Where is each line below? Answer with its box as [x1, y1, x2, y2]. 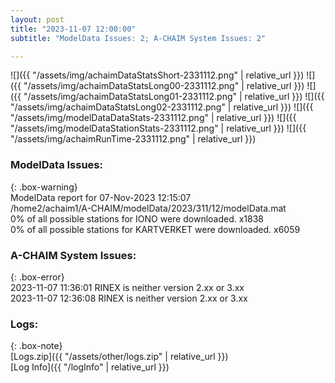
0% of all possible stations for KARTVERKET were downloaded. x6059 [10, 223, 301, 235]
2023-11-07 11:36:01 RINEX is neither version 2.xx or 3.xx [10, 281, 245, 293]
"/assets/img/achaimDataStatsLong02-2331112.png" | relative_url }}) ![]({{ [10, 101, 314, 113]
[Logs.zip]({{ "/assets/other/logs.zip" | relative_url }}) [10, 351, 229, 363]
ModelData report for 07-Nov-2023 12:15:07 [10, 191, 192, 203]
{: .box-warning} [10, 181, 78, 193]
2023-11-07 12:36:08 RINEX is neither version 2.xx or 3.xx [10, 292, 248, 304]
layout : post [10, 14, 65, 25]
